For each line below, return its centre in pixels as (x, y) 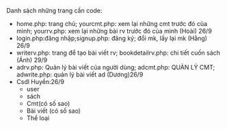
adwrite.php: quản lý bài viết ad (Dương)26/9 (80, 74)
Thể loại (38, 118)
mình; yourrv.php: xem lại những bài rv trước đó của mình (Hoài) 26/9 (114, 31)
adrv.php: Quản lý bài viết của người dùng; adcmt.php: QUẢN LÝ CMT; (116, 67)
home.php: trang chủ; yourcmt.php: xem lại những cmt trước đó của (112, 24)
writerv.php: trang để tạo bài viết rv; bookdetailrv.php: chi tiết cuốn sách (118, 53)
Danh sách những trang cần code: (54, 11)
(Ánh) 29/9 (32, 60)
